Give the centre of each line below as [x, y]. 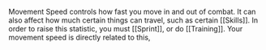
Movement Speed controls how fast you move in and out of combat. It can [132, 12]
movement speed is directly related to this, [79, 37]
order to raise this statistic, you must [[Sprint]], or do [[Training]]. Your [126, 29]
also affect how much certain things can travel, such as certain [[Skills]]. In [133, 20]
